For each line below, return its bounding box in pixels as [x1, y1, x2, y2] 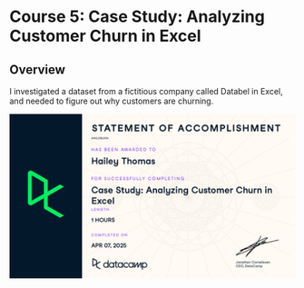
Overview [9, 62, 66, 77]
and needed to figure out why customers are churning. [9, 95, 214, 106]
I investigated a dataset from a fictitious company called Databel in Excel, [9, 86, 283, 96]
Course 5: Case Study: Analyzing [9, 6, 265, 27]
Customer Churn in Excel [9, 25, 201, 46]
